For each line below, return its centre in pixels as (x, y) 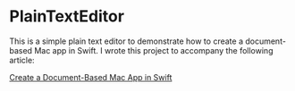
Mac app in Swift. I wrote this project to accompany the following (154, 50)
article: (22, 60)
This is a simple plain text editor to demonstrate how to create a (126, 41)
